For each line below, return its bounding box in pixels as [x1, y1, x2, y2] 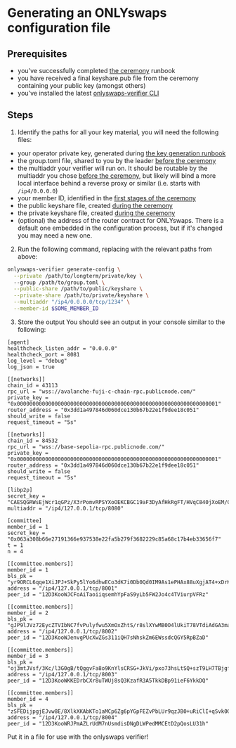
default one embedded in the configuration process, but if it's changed [17, 224, 223, 232]
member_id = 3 [7, 652, 49, 659]
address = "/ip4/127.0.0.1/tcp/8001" [7, 585, 118, 592]
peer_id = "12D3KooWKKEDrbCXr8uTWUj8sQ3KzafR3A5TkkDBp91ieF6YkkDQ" [7, 677, 209, 684]
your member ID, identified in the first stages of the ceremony [17, 193, 197, 202]
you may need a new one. [17, 231, 93, 240]
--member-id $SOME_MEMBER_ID [13, 305, 99, 312]
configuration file [7, 20, 111, 36]
